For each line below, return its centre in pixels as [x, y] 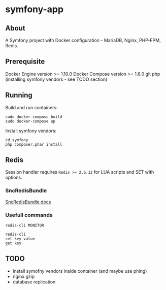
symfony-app [35, 9]
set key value [20, 239]
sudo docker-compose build [34, 117]
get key [13, 243]
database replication [34, 282]
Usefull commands [29, 215]
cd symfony [17, 140]
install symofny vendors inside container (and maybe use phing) [80, 271]
